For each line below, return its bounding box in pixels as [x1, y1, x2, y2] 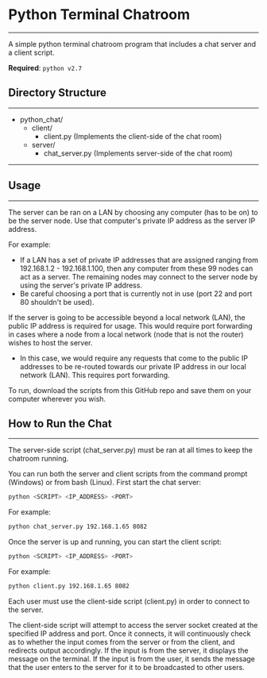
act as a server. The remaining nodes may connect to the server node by [19, 272, 258, 281]
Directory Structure [8, 86, 107, 100]
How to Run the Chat [8, 417, 113, 430]
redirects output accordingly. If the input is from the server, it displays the [8, 645, 249, 655]
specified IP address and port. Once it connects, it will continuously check [8, 629, 251, 638]
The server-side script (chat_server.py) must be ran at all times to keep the [8, 445, 253, 455]
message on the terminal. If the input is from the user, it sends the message [8, 653, 256, 664]
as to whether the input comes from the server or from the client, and [8, 637, 235, 646]
